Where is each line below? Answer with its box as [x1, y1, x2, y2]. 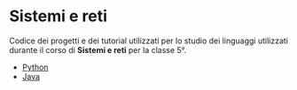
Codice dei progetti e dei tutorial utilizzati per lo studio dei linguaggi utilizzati [9, 35, 288, 46]
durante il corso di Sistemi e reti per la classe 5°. [9, 44, 187, 55]
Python [21, 62, 49, 72]
